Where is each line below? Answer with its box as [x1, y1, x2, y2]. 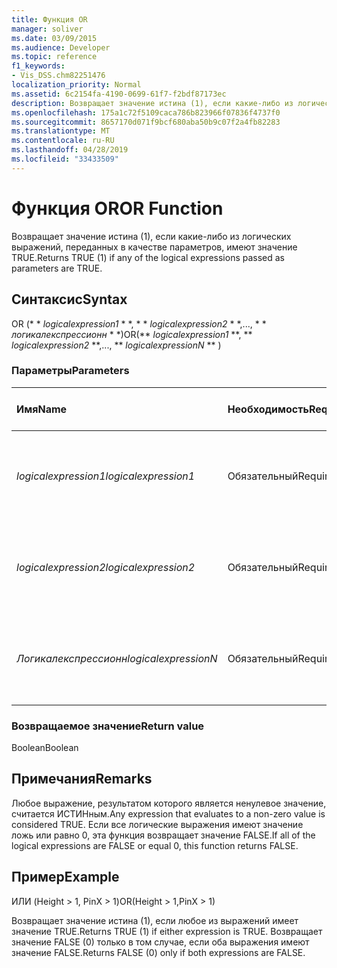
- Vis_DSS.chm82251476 [11, 71, 106, 81]
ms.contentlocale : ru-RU [11, 136, 115, 146]
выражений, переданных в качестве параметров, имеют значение [11, 241, 298, 253]
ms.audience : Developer [11, 42, 111, 53]
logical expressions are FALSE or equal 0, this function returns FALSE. [11, 839, 299, 851]
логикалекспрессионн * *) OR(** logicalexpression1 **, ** [11, 328, 253, 340]
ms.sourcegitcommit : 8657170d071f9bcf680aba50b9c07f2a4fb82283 [11, 117, 281, 127]
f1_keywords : [11, 61, 66, 71]
